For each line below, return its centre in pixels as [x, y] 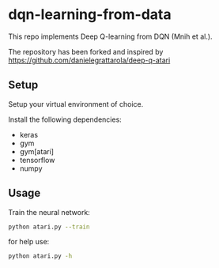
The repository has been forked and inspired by [86, 51]
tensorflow [37, 160]
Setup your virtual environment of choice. [76, 104]
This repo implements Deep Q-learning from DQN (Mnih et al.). [110, 36]
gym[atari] [36, 151]
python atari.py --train [49, 227]
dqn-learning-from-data [90, 15]
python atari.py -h [40, 256]
